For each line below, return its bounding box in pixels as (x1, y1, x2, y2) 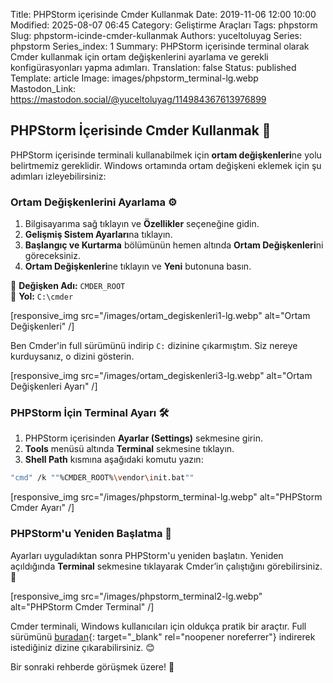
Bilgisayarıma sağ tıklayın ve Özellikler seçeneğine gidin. (24, 218, 260, 230)
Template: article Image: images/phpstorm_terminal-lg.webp (10, 72, 259, 84)
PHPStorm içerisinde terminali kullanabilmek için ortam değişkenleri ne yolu (10, 149, 322, 161)
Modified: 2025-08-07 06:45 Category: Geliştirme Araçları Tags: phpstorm (10, 19, 318, 31)
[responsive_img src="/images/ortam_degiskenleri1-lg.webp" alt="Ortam (10, 310, 311, 322)
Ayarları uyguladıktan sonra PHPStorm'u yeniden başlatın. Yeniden (10, 549, 284, 561)
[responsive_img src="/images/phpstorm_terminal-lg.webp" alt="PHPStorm (10, 491, 323, 503)
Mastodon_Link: (10, 83, 77, 94)
